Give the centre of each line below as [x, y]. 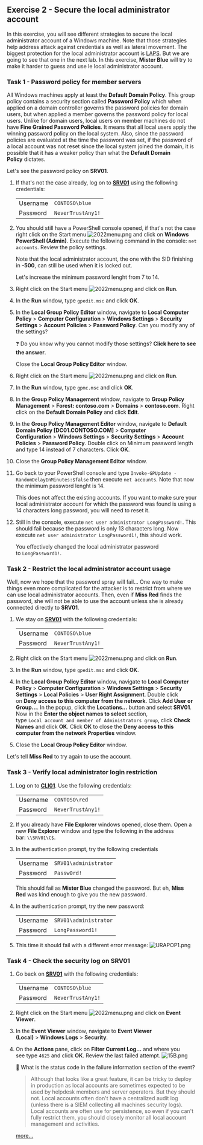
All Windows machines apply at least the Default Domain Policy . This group [101, 95]
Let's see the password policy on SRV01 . [58, 171]
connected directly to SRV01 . [43, 608]
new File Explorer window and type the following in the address [95, 830]
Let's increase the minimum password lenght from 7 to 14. [87, 277]
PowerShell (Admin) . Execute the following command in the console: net [106, 241]
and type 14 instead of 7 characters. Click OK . [73, 449]
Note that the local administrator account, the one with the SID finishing [104, 259]
